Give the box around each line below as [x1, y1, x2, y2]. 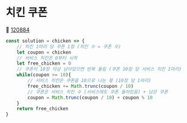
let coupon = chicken [16, 49, 71, 55]
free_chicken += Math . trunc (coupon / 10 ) [27, 83, 134, 89]
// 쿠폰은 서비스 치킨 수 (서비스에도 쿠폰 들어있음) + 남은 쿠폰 [27, 89, 168, 95]
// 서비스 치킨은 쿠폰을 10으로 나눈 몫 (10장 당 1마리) [27, 77, 152, 84]
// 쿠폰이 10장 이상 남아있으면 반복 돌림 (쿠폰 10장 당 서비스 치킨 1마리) [16, 66, 182, 72]
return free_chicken [16, 106, 69, 112]
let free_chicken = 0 [16, 60, 71, 67]
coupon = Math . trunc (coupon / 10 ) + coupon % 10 [27, 94, 153, 100]
